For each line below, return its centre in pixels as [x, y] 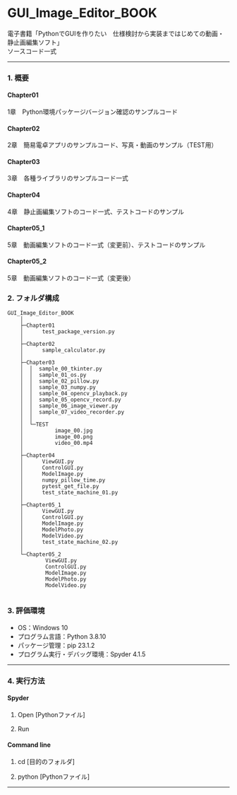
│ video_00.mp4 [56, 443]
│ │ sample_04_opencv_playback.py [74, 394]
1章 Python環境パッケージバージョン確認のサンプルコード [93, 112]
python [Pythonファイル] [54, 777]
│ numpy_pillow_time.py [63, 480]
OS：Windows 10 [43, 627]
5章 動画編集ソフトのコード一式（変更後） [71, 278]
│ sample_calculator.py [63, 350]
